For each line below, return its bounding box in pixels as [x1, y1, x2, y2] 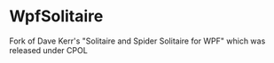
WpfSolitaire [9, 6, 104, 27]
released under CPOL [9, 44, 89, 55]
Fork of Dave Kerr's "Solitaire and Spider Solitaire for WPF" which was [9, 35, 266, 46]
